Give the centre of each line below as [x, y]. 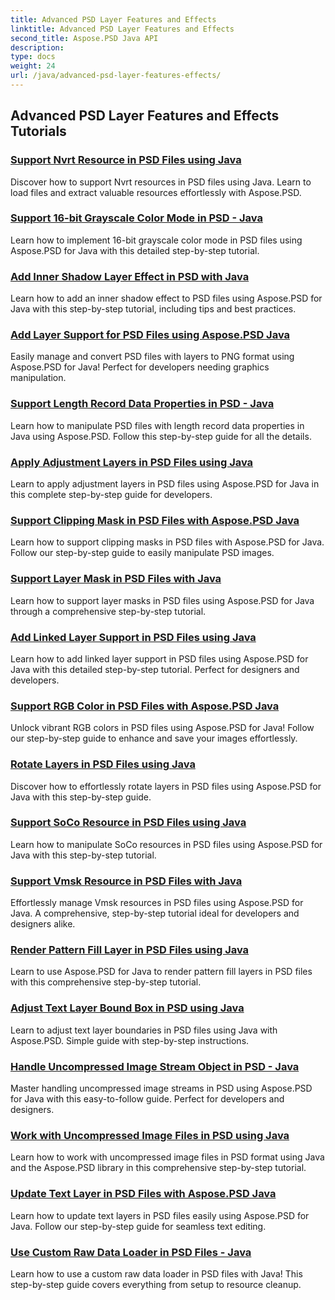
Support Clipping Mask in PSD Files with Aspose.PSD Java [155, 520]
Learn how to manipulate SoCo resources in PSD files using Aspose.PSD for [166, 844]
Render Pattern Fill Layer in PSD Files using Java [130, 950]
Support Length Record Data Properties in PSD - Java [142, 404]
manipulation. [38, 378]
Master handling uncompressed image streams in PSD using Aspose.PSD [161, 1088]
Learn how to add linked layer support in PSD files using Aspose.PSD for [159, 658]
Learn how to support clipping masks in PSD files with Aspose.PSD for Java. [167, 542]
